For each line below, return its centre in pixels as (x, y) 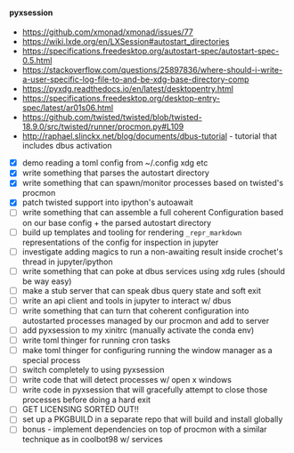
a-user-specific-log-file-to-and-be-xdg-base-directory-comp (135, 79)
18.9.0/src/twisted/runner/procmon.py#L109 (103, 127)
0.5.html (37, 61)
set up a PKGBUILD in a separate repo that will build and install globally (152, 419)
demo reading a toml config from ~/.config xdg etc (115, 163)
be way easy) (47, 281)
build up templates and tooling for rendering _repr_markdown (132, 232)
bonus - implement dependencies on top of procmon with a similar (144, 429)
